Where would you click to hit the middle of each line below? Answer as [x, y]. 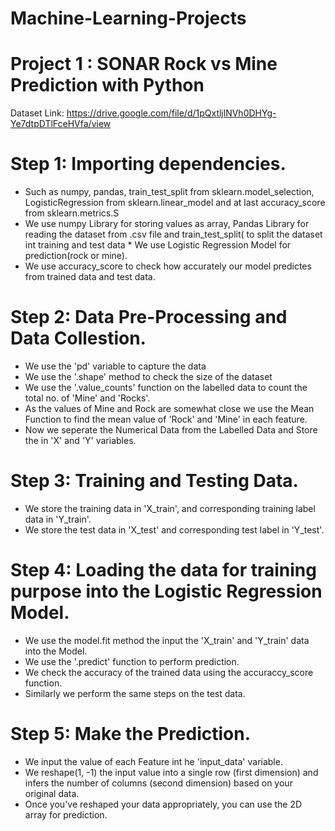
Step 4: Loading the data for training [163, 570]
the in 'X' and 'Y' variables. [80, 440]
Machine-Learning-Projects [128, 18]
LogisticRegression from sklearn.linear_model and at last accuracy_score [175, 203]
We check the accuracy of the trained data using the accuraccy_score [169, 672]
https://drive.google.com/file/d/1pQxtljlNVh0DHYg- [171, 113]
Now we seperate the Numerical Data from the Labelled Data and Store [171, 430]
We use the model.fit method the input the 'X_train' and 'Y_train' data [167, 640]
